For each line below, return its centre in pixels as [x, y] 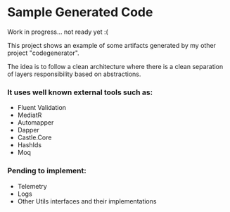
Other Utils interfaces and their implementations [87, 201]
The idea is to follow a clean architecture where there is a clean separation [115, 66]
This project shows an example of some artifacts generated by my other [112, 45]
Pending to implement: [47, 171]
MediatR [30, 115]
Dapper [28, 130]
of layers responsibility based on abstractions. [74, 74]
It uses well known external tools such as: [80, 92]
